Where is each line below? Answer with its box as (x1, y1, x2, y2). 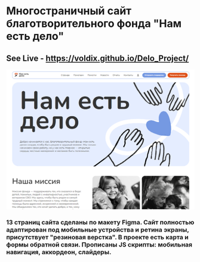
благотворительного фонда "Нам (6, 17, 182, 30)
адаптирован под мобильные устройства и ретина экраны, (6, 226, 189, 234)
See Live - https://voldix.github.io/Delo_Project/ (6, 53, 189, 63)
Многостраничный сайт (6, 4, 132, 18)
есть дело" (6, 30, 64, 43)
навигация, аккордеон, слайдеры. (6, 248, 112, 257)
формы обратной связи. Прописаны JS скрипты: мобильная (6, 241, 193, 249)
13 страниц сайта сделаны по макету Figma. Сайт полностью (6, 219, 195, 227)
